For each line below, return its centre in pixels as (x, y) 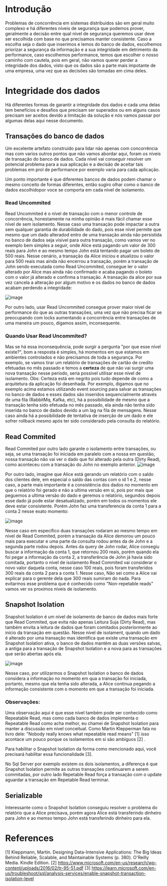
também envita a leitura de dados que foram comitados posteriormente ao (81, 627)
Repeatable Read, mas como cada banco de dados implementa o (72, 718)
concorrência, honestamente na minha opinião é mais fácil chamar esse (79, 219)
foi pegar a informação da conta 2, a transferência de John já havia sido (79, 557)
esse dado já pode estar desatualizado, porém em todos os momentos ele (81, 501)
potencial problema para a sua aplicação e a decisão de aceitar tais (74, 164)
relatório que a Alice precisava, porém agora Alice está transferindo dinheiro (83, 813)
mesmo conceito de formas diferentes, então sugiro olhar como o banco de (83, 184)
